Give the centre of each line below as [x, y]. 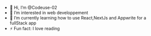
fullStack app [23, 23]
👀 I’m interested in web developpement [49, 13]
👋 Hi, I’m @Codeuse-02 [33, 8]
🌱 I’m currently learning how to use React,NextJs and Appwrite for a [78, 18]
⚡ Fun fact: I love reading [35, 28]
